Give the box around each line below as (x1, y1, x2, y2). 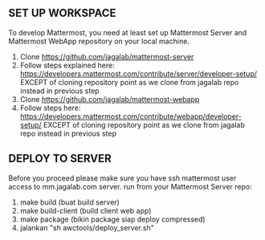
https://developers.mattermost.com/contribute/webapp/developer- (19, 112, 243, 121)
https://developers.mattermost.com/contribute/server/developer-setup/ (19, 68, 258, 79)
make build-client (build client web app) (19, 205, 152, 215)
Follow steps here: (19, 103, 81, 112)
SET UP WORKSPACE (8, 6, 116, 20)
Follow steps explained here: (19, 60, 115, 70)
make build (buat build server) (19, 197, 120, 207)
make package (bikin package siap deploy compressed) (19, 214, 206, 224)
